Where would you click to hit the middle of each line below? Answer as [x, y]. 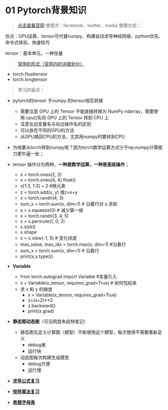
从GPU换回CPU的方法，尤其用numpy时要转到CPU [72, 136]
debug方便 [39, 363]
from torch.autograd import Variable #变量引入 [69, 277]
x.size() [28, 226]
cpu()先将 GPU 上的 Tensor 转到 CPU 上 [68, 117]
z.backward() [41, 305]
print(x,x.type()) [37, 256]
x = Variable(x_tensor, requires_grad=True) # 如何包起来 [78, 283]
